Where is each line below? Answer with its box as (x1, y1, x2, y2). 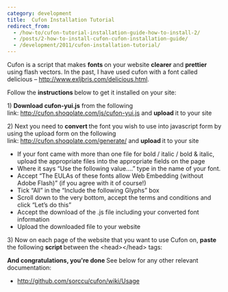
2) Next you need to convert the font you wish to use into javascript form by (7, 122, 222, 130)
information (16, 215, 50, 223)
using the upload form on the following (7, 129, 116, 137)
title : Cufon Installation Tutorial (7, 16, 115, 23)
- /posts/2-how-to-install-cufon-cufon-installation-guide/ (13, 36, 188, 42)
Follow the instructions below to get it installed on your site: (7, 88, 177, 96)
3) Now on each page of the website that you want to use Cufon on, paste (7, 236, 217, 243)
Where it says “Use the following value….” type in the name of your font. (16, 165, 221, 172)
